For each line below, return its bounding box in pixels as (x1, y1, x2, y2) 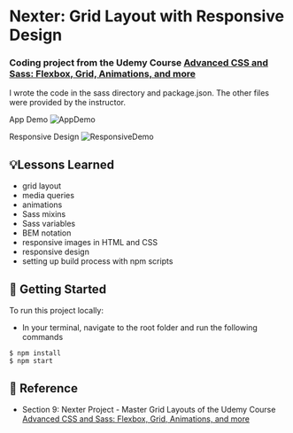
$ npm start (9, 357, 53, 366)
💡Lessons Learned (9, 157, 115, 172)
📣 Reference (9, 381, 78, 396)
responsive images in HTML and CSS (21, 237, 158, 248)
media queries (21, 190, 75, 201)
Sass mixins (21, 209, 66, 220)
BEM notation (21, 228, 72, 238)
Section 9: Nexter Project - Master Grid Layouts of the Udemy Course (21, 404, 276, 414)
